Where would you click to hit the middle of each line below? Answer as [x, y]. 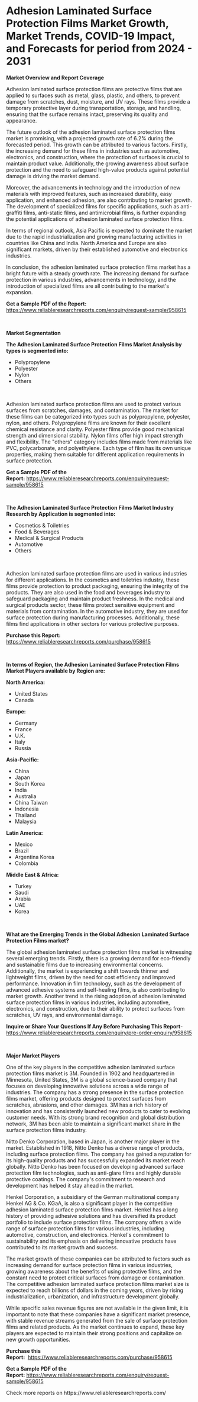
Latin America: [25, 832]
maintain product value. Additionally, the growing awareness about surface [98, 163]
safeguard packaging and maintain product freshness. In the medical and [95, 599]
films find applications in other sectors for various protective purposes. [92, 623]
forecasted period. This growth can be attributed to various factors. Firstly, [97, 144]
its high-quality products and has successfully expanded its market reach [95, 1160]
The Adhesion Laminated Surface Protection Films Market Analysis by [94, 344]
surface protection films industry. [47, 1130]
